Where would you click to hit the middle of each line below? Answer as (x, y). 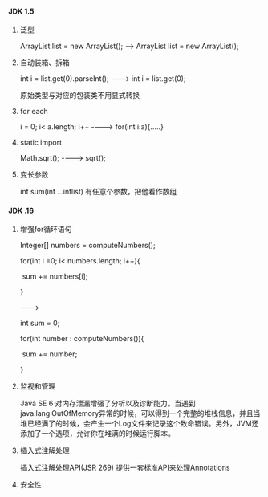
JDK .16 (21, 210)
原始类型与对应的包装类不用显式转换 (80, 96)
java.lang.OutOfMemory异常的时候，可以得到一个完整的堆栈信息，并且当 (140, 413)
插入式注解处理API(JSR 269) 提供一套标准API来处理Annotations (125, 468)
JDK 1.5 (21, 11)
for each (34, 112)
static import (41, 143)
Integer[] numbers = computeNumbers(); (87, 246)
